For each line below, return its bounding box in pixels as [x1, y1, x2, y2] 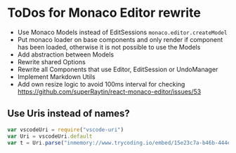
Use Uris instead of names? [7, 108, 130, 119]
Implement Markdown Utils [17, 72, 96, 81]
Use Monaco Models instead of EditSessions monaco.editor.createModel [17, 28, 228, 36]
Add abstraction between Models [17, 50, 114, 59]
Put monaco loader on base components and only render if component [17, 35, 223, 43]
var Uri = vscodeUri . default [7, 133, 93, 140]
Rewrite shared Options [17, 57, 86, 66]
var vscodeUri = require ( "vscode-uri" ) [7, 126, 124, 133]
